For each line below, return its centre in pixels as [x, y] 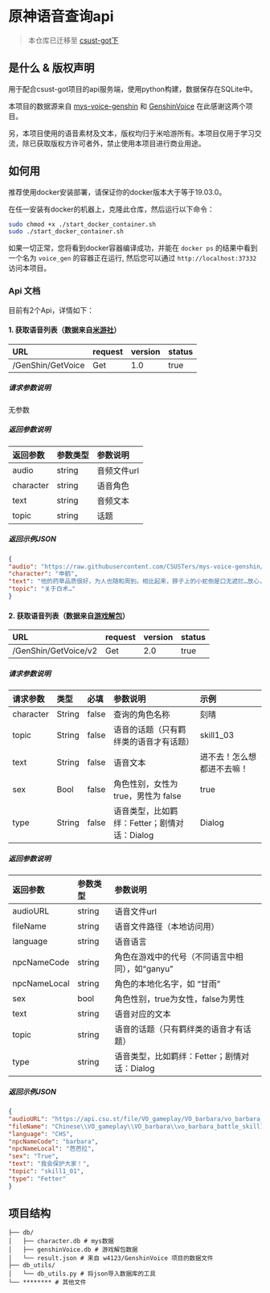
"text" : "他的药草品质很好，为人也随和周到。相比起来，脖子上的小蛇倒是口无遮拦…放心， [137, 581]
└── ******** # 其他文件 [47, 1282]
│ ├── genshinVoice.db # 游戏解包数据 [73, 1250]
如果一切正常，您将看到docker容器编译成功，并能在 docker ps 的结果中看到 [133, 248]
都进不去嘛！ [224, 769]
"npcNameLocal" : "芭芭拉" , [51, 1149]
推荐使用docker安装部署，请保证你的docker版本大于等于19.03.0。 [117, 192]
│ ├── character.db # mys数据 [61, 1241]
